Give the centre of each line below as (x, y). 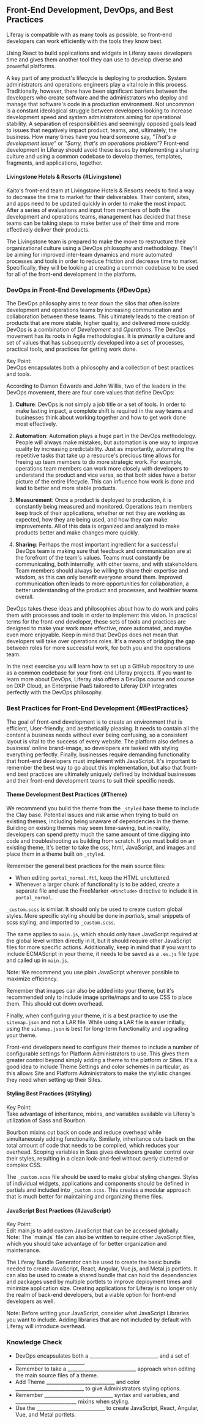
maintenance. (24, 1250)
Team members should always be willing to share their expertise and (102, 571)
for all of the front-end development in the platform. (71, 274)
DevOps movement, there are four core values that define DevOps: (91, 393)
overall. (24, 597)
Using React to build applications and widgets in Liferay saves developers (99, 53)
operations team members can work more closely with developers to (102, 469)
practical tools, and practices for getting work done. (72, 349)
